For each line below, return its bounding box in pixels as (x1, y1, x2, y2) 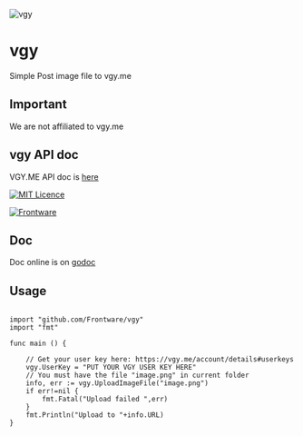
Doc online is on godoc (9, 257, 96, 268)
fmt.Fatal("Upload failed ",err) (42, 395, 169, 404)
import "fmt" (9, 323, 59, 332)
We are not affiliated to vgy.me (9, 121, 124, 132)
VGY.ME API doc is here (9, 171, 99, 182)
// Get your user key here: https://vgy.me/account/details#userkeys (25, 355, 295, 364)
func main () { (9, 339, 67, 349)
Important (9, 96, 67, 113)
